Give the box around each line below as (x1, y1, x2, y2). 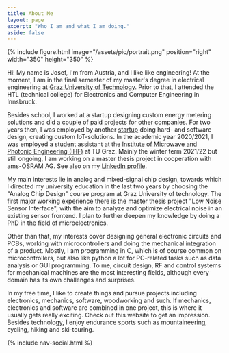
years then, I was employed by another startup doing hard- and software (7, 125, 212, 134)
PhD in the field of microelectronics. (7, 219, 108, 227)
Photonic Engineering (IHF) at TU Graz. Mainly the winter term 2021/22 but (7, 147, 217, 156)
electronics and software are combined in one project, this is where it (7, 304, 202, 312)
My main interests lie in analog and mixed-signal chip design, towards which (7, 175, 222, 184)
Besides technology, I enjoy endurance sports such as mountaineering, (7, 318, 207, 326)
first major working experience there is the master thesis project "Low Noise (7, 197, 222, 206)
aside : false (7, 29, 44, 36)
